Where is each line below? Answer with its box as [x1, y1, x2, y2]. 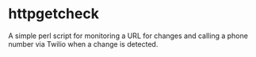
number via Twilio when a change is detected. [8, 39, 159, 48]
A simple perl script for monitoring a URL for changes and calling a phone [8, 31, 248, 40]
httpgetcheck [8, 5, 99, 23]
